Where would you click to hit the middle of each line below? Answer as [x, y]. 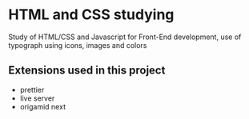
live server [37, 98]
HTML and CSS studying [91, 15]
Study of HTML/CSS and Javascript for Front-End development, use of [125, 37]
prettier [32, 89]
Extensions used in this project [87, 71]
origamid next [43, 106]
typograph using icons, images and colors [78, 45]
